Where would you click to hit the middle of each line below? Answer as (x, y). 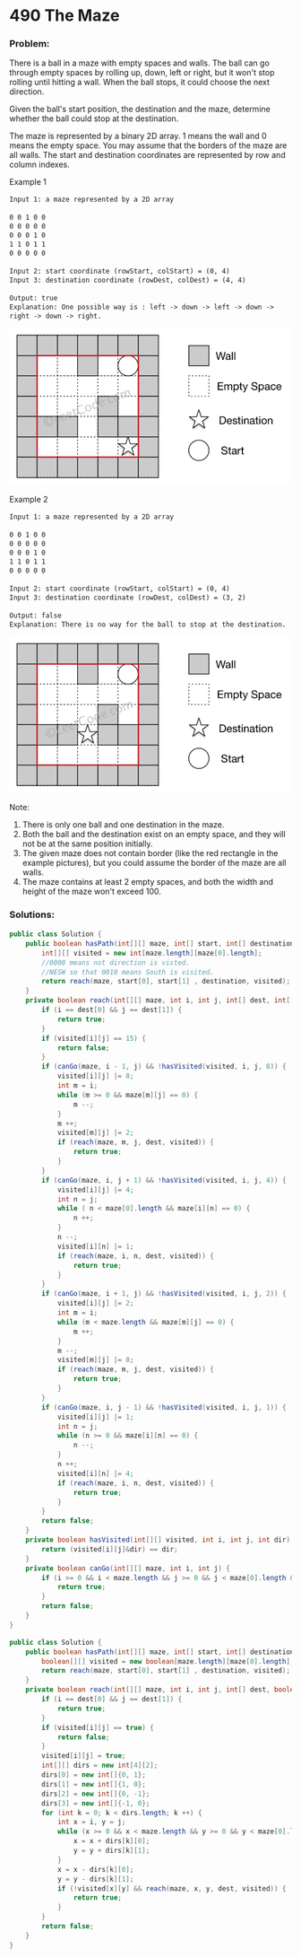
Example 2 (29, 499)
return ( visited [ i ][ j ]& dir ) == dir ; (110, 1549)
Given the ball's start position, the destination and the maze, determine (140, 109)
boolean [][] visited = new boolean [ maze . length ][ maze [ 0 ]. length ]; (168, 1661)
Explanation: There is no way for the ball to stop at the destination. (148, 625)
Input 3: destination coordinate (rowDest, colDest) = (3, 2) (128, 598)
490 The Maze (64, 16)
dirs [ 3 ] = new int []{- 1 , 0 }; (96, 1803)
